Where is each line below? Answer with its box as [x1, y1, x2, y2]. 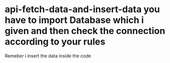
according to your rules [5, 36, 105, 48]
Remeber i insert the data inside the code [5, 52, 91, 59]
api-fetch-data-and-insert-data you [5, 4, 160, 15]
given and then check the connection [5, 25, 165, 37]
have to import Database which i [5, 14, 144, 26]
